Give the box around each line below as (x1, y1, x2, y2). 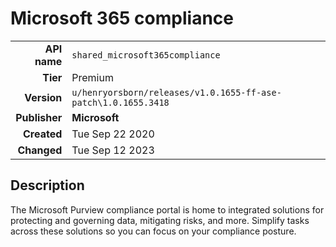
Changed (17, 143, 63, 157)
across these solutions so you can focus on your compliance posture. (10, 225, 297, 237)
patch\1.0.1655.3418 (71, 97, 170, 108)
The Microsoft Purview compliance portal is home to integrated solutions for (10, 203, 325, 216)
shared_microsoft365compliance (71, 49, 221, 61)
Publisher (15, 110, 63, 124)
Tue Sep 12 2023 (71, 143, 155, 157)
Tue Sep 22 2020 (71, 127, 155, 141)
